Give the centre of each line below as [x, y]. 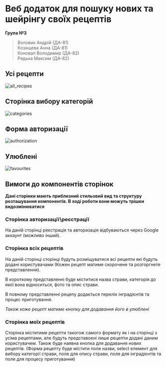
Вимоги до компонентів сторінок [59, 184]
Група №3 [16, 33]
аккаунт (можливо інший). [33, 236]
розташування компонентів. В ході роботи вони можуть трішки [75, 201]
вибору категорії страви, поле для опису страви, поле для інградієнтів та [83, 354]
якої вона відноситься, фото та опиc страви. [52, 284]
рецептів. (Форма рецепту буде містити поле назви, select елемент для [81, 348]
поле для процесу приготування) [40, 359]
